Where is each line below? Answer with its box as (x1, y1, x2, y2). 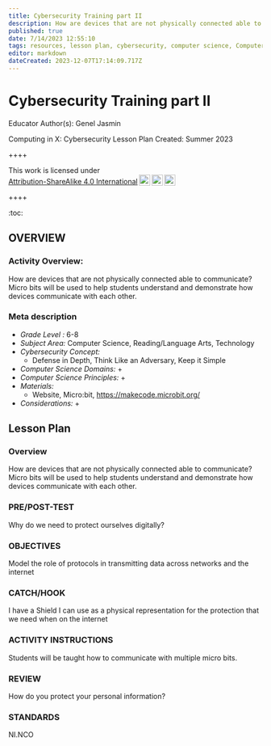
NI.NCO (8, 730, 34, 740)
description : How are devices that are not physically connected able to (8, 19, 262, 27)
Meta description (8, 311, 77, 322)
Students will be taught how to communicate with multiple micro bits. (8, 652, 238, 663)
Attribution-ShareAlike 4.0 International (8, 176, 139, 186)
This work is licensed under (8, 165, 101, 175)
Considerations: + (19, 398, 81, 408)
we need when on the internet (8, 614, 108, 624)
